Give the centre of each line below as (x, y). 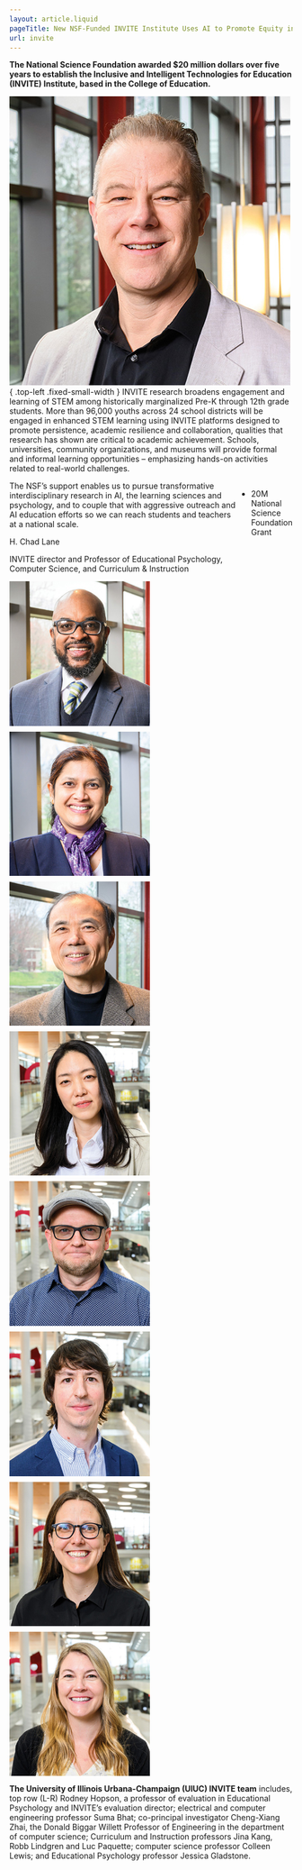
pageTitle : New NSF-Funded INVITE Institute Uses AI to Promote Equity (146, 28)
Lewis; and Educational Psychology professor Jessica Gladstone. (130, 1856)
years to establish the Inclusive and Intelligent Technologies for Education (151, 74)
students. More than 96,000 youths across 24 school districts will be (136, 411)
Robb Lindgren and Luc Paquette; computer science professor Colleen (140, 1846)
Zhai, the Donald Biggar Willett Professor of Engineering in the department (147, 1827)
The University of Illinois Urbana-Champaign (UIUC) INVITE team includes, (151, 1788)
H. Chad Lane (35, 542)
